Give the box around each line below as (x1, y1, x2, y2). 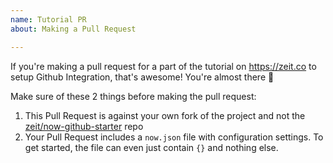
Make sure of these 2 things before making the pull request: (10, 90, 257, 102)
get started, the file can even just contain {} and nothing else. (24, 141, 279, 153)
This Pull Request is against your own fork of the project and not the (24, 109, 306, 121)
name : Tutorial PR (10, 14, 87, 25)
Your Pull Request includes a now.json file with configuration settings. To (24, 131, 324, 143)
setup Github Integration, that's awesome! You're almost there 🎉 (10, 71, 275, 83)
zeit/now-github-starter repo (24, 120, 144, 132)
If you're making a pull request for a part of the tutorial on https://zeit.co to (10, 60, 317, 72)
